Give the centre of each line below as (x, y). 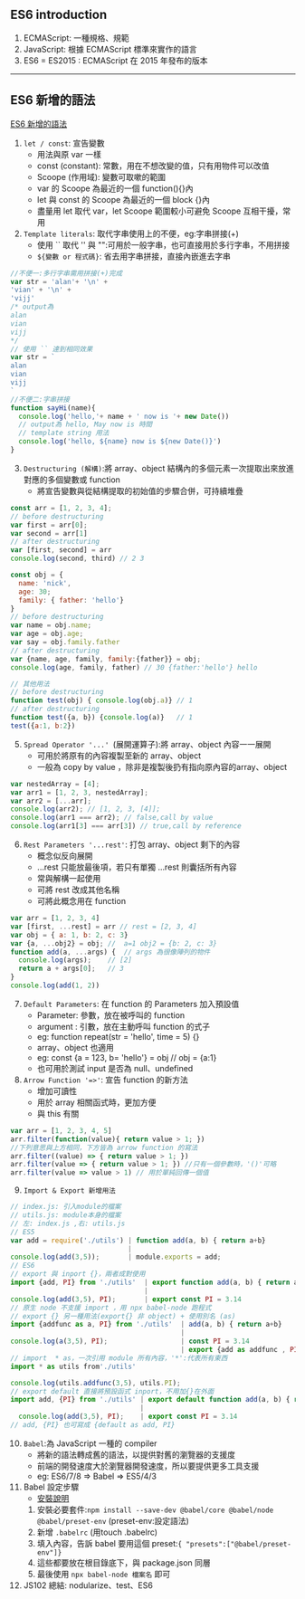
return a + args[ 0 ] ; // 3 (71, 969)
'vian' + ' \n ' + (41, 290)
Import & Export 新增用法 (69, 1191)
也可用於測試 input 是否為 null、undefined (115, 1068)
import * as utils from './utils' (73, 1366)
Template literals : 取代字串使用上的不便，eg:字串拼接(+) (131, 233)
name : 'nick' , (45, 583)
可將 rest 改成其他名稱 (78, 890)
